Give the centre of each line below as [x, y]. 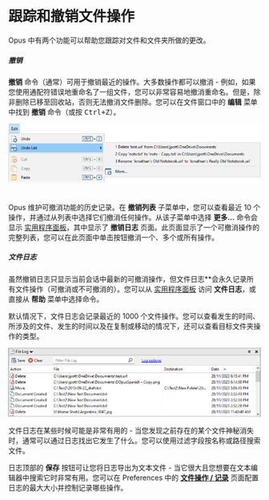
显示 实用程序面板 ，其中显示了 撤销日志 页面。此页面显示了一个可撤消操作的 [134, 227]
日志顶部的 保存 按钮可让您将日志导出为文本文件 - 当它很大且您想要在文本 [130, 467]
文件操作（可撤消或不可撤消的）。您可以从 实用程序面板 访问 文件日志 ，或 [135, 289]
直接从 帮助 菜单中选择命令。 [56, 299]
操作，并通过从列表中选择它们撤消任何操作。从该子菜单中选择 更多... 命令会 [133, 217]
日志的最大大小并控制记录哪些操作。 [68, 487]
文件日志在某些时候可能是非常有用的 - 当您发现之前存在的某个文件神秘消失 [131, 430]
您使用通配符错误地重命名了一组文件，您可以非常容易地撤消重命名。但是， [131, 91]
